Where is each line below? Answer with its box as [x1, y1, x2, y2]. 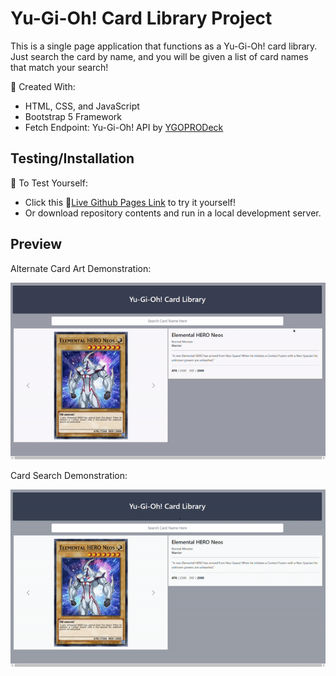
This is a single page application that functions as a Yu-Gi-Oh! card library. [10, 40, 318, 52]
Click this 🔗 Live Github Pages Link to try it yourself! [24, 196, 236, 208]
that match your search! [10, 61, 109, 73]
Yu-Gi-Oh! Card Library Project [10, 7, 273, 30]
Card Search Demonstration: [10, 470, 128, 482]
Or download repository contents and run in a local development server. [24, 207, 322, 219]
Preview [10, 236, 63, 253]
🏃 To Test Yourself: [10, 177, 88, 189]
